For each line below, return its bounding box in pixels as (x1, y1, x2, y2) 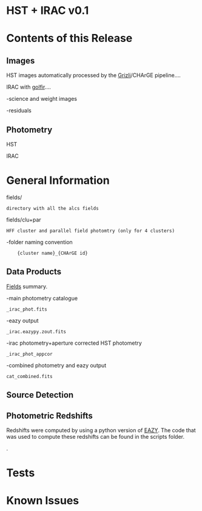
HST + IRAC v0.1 (6, 4, 89, 18)
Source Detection (6, 390, 74, 401)
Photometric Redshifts (6, 410, 93, 421)
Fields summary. (6, 283, 47, 290)
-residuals (6, 107, 32, 114)
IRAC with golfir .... (6, 83, 52, 91)
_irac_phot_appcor (6, 351, 53, 357)
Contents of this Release (6, 32, 133, 46)
